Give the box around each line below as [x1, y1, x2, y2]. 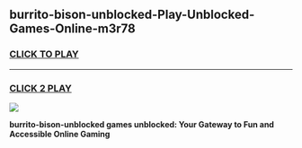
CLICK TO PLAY [9, 48, 79, 61]
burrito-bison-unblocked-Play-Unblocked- [9, 7, 255, 22]
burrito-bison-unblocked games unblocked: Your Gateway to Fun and [9, 118, 274, 129]
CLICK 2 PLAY [9, 82, 72, 94]
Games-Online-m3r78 [9, 22, 137, 37]
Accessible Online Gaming [9, 128, 111, 139]
